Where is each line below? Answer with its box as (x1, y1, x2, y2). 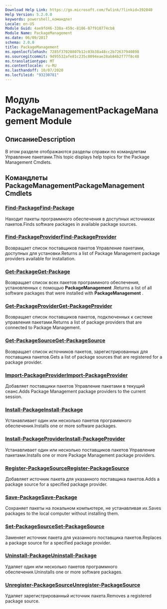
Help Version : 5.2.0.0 (5, 12, 52, 17)
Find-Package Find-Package (5, 204, 75, 211)
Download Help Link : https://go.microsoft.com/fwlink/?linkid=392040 (5, 7, 153, 13)
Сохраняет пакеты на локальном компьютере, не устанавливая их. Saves (5, 505, 162, 511)
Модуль (5, 94, 40, 106)
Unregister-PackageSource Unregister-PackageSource (5, 581, 141, 588)
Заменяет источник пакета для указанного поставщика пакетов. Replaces (5, 534, 162, 540)
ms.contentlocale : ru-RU (5, 63, 57, 68)
